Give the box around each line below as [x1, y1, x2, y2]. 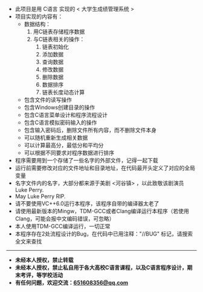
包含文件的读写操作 [24, 96, 72, 103]
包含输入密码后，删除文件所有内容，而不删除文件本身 [24, 127, 157, 133]
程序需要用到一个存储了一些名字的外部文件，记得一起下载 [14, 157, 158, 164]
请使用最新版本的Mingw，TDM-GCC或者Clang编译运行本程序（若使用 [14, 208, 189, 214]
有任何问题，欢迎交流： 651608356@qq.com [14, 279, 129, 286]
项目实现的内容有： [14, 13, 63, 20]
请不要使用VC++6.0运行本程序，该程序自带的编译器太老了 [14, 200, 159, 207]
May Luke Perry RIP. [14, 193, 66, 200]
